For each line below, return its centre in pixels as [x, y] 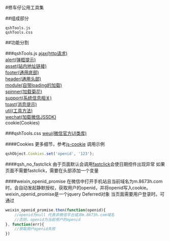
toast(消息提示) [21, 104]
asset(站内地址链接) [26, 66]
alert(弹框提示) [21, 60]
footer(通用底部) [22, 72]
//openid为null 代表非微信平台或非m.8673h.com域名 [65, 215]
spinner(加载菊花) [24, 91]
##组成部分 [17, 18]
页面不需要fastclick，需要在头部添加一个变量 [52, 170]
